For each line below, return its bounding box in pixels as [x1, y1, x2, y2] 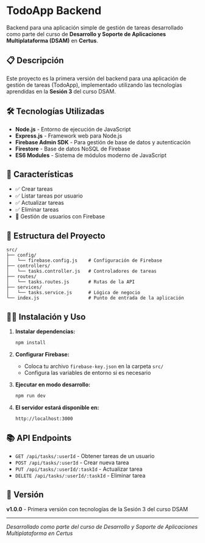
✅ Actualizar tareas [15, 199, 64, 207]
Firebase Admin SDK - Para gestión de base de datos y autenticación [15, 138, 191, 146]
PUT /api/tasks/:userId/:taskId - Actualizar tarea [15, 465, 143, 473]
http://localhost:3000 [15, 415, 73, 422]
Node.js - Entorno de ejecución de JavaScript [15, 125, 131, 133]
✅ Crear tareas [15, 185, 53, 193]
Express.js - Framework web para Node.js [15, 132, 123, 139]
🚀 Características [6, 169, 74, 179]
